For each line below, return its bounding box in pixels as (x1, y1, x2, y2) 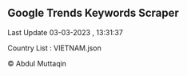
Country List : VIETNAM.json (7, 43, 101, 53)
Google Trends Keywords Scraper (7, 6, 179, 20)
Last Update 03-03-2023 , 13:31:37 (7, 27, 123, 37)
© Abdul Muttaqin (7, 58, 67, 68)
